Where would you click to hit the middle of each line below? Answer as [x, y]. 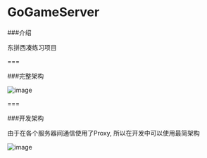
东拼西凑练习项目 [32, 47]
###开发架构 [26, 118]
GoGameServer [54, 12]
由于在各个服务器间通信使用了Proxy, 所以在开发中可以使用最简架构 [103, 133]
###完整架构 [26, 76]
